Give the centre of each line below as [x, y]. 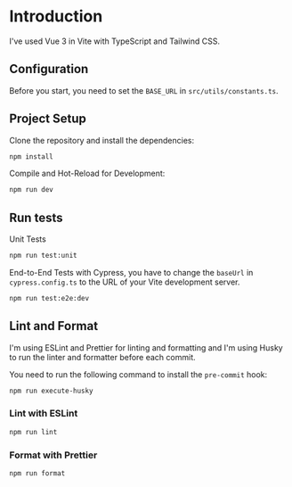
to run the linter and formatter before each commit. [102, 357]
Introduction [56, 17]
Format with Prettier [53, 455]
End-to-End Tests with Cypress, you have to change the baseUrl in [131, 272]
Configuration [49, 69]
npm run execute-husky [51, 391]
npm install [31, 157]
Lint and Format [54, 326]
